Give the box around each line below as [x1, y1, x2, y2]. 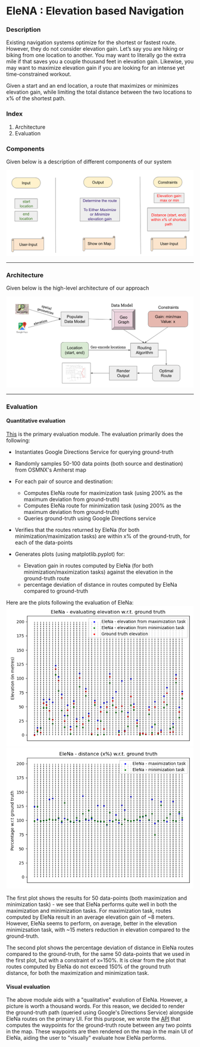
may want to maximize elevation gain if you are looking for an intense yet [6, 64, 185, 72]
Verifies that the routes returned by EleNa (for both [14, 526, 140, 533]
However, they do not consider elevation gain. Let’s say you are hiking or [6, 45, 185, 52]
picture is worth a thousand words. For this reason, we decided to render [6, 1003, 185, 1010]
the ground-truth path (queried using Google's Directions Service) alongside [6, 1009, 193, 1016]
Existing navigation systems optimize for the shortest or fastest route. [6, 39, 177, 46]
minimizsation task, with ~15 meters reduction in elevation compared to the [6, 926, 190, 933]
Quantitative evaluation [6, 417, 65, 425]
